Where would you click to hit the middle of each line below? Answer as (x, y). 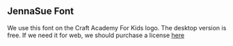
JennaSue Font (41, 11)
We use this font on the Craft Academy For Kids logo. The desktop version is (117, 27)
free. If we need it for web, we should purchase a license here (96, 35)
